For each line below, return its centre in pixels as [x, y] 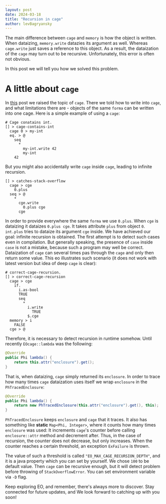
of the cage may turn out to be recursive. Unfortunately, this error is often [80, 54]
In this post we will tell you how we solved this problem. [62, 69]
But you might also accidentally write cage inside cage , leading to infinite [79, 167]
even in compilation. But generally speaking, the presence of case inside [79, 242]
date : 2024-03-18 [23, 14]
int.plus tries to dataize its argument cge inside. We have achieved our [78, 232]
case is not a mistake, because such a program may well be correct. [75, 248]
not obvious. [18, 59]
